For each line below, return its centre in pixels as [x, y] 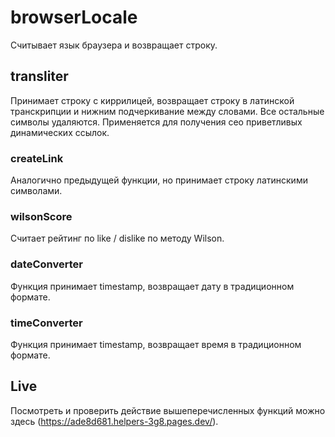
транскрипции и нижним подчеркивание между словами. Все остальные [167, 111]
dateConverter [46, 264]
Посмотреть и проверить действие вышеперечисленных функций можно [168, 410]
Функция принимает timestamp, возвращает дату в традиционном [152, 286]
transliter [39, 76]
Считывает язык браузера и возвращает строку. [114, 45]
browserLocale [74, 17]
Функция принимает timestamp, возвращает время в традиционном [156, 344]
